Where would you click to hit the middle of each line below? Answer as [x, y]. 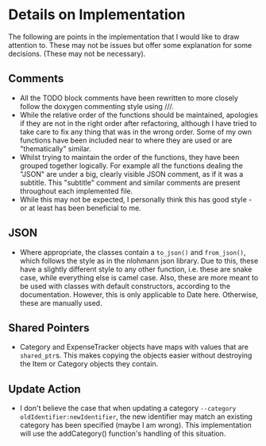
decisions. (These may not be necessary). [77, 53]
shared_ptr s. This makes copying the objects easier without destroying [136, 355]
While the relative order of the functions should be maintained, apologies [139, 115]
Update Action [44, 389]
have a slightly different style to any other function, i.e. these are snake [136, 269]
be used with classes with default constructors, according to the [125, 286]
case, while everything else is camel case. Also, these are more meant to [139, 277]
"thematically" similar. [55, 148]
